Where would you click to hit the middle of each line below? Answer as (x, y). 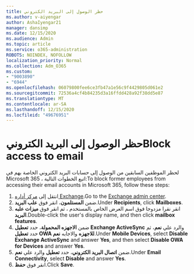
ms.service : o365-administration (47, 50)
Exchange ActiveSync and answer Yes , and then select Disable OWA (99, 240)
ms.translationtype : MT (35, 98)
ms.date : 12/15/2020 (31, 33)
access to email (45, 156)
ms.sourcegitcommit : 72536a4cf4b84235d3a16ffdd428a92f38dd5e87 (85, 93)
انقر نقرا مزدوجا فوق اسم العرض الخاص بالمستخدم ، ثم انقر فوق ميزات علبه (98, 209)
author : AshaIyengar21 (34, 22)
